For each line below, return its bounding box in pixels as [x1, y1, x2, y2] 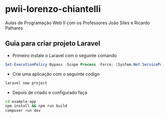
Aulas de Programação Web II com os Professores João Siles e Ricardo [5, 20, 150, 26]
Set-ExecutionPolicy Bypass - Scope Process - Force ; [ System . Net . [5, 62, 142, 67]
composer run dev [5, 108, 41, 113]
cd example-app [5, 99, 37, 104]
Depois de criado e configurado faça [12, 89, 87, 95]
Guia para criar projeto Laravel [5, 39, 100, 48]
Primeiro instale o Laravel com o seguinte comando [12, 52, 117, 58]
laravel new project [5, 80, 48, 85]
